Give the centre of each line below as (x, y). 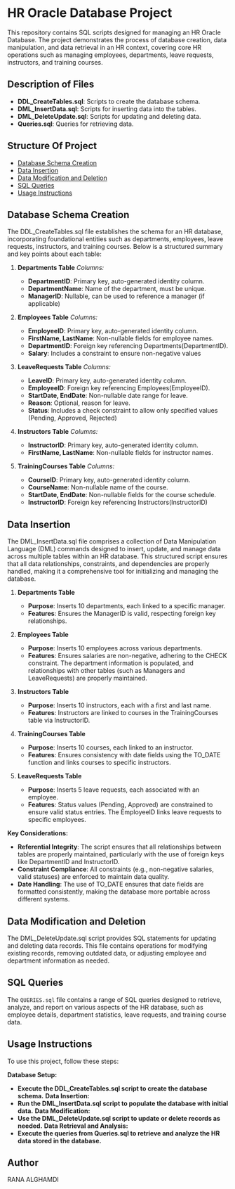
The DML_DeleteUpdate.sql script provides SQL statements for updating (112, 938)
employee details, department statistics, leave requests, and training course (117, 1015)
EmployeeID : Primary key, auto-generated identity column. (113, 331)
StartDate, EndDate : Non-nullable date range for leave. (108, 396)
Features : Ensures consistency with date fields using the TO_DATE (124, 755)
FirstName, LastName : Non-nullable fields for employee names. (121, 338)
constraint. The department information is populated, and (111, 663)
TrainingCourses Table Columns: (66, 466)
